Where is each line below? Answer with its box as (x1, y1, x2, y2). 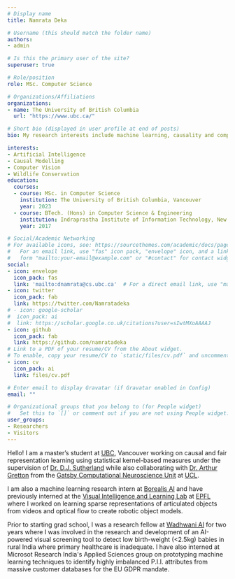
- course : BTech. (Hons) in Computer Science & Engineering (13, 209, 192, 217)
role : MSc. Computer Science (7, 80, 92, 87)
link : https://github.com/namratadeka (13, 339, 127, 346)
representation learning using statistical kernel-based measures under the (7, 456, 221, 464)
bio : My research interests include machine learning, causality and (7, 132, 215, 139)
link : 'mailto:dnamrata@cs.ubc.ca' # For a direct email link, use (13, 280, 218, 287)
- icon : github (7, 326, 52, 333)
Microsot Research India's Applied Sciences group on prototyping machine (7, 550, 224, 558)
